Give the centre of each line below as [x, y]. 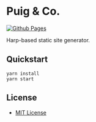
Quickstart [27, 59]
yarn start [20, 79]
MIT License [31, 112]
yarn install [23, 74]
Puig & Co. [33, 11]
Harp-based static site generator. [48, 40]
